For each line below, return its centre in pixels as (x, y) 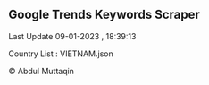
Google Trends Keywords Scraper (104, 15)
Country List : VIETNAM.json (61, 54)
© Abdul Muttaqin (42, 71)
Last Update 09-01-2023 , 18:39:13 (72, 36)
